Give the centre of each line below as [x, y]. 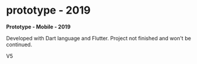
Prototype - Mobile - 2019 [38, 27]
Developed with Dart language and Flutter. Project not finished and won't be [98, 38]
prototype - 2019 [48, 10]
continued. [19, 44]
